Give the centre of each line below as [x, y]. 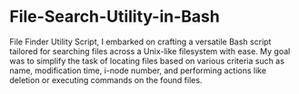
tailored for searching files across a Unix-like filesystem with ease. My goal [150, 51]
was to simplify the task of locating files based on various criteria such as [147, 61]
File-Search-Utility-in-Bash [115, 17]
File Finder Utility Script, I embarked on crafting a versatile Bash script [140, 42]
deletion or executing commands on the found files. [106, 80]
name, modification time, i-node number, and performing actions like [138, 70]
